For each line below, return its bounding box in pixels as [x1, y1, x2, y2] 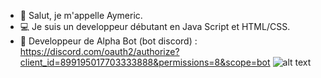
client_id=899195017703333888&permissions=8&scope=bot [19, 56, 271, 68]
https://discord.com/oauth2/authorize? [19, 46, 180, 57]
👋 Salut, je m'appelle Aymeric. [19, 10, 143, 21]
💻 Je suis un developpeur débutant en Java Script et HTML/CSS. [19, 21, 291, 32]
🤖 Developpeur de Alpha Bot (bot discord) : [19, 35, 198, 47]
